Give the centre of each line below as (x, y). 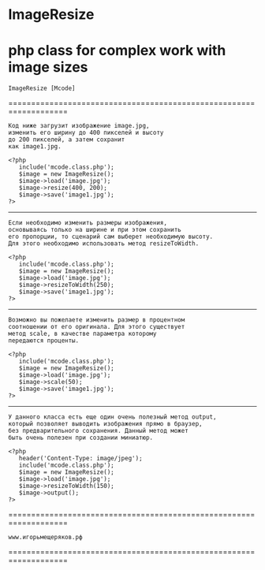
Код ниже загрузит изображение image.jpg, (79, 126)
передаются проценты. (44, 341)
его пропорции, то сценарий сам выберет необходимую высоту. (111, 237)
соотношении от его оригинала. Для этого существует (97, 327)
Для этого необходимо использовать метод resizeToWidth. (104, 244)
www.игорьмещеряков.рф (45, 538)
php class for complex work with (117, 51)
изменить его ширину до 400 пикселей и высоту (86, 133)
